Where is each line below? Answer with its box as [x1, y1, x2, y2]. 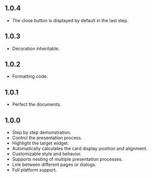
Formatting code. [12, 73, 48, 80]
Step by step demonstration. [12, 130, 71, 136]
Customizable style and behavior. [12, 151, 82, 157]
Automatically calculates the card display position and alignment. [12, 146, 147, 152]
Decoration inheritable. [12, 45, 60, 51]
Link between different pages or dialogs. [12, 161, 96, 168]
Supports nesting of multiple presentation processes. [12, 156, 123, 162]
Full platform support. [12, 167, 57, 173]
